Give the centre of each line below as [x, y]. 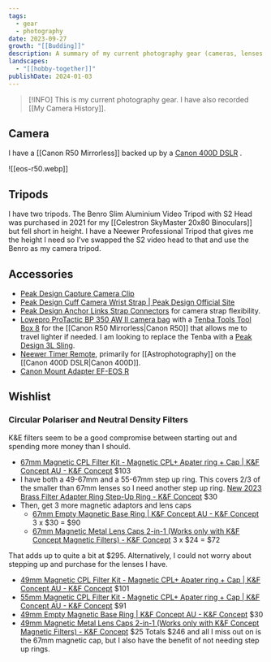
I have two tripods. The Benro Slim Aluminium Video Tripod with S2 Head [131, 214]
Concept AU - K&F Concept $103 [75, 470]
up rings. [35, 649]
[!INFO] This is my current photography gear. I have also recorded [138, 99]
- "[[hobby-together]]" [56, 69]
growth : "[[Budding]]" [47, 46]
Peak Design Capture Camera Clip [77, 294]
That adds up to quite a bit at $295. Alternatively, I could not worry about [130, 555]
